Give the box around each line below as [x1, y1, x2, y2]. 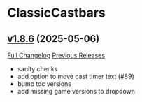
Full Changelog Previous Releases [7, 51, 106, 59]
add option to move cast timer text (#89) [17, 72, 134, 80]
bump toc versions [17, 80, 72, 88]
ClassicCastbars [7, 5, 106, 21]
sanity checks [17, 65, 58, 73]
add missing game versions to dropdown [17, 87, 135, 95]
